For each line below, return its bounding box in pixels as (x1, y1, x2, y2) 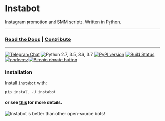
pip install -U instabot (5, 89, 56, 94)
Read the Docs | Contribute (5, 36, 71, 42)
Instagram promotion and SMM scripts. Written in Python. (5, 19, 122, 25)
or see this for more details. (5, 100, 63, 105)
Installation (5, 69, 33, 76)
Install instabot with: (5, 80, 47, 86)
